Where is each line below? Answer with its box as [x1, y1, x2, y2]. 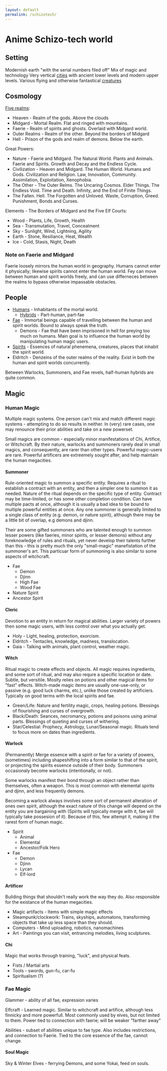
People [5, 294, 27, 302]
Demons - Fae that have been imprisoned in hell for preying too [19, 328, 151, 334]
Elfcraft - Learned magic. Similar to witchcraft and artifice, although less [5, 1006, 153, 1012]
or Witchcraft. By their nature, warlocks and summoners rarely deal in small [5, 441, 161, 447]
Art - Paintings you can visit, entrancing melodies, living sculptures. [12, 930, 151, 936]
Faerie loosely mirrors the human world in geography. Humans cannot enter [5, 262, 161, 269]
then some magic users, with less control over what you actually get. [5, 623, 146, 629]
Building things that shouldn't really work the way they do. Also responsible [5, 894, 160, 900]
